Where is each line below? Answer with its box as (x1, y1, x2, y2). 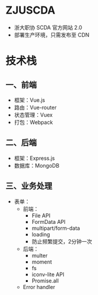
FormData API (31, 218, 66, 225)
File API (31, 211, 51, 219)
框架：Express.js (14, 155, 55, 162)
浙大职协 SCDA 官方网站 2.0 (14, 24, 83, 31)
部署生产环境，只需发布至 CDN (14, 31, 90, 39)
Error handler (22, 283, 55, 290)
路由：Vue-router (14, 104, 57, 111)
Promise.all (31, 277, 59, 284)
